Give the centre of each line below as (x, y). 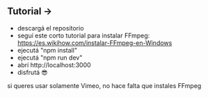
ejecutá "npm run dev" (50, 58)
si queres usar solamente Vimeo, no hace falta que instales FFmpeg (104, 85)
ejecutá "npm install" (47, 50)
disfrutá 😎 (32, 72)
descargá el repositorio (50, 28)
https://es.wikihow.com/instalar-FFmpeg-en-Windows (95, 43)
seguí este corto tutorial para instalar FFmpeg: (83, 35)
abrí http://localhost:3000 (54, 64)
